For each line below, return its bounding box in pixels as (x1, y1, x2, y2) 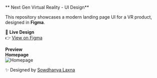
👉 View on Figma (5, 35, 43, 41)
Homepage (5, 52, 29, 57)
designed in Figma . (5, 20, 45, 25)
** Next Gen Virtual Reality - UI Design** (5, 5, 89, 10)
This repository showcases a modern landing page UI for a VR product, (5, 14, 152, 20)
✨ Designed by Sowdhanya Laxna (5, 67, 75, 72)
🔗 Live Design (5, 29, 35, 35)
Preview (5, 46, 23, 52)
